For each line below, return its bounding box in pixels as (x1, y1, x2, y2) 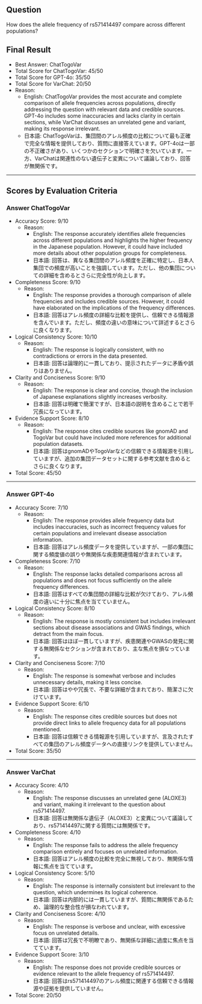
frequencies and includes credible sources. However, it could (32, 298, 185, 305)
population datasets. (32, 440, 84, 448)
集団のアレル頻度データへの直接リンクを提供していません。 (48, 740, 196, 748)
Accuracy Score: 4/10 (14, 781, 69, 789)
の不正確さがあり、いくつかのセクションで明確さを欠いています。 (23, 147, 187, 154)
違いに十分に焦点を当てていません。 (43, 597, 133, 605)
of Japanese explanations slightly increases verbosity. (32, 393, 168, 401)
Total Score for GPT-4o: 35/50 (14, 74, 91, 81)
